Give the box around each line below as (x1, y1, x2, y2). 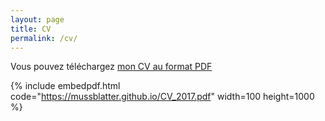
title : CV (10, 24, 52, 34)
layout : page (10, 14, 65, 25)
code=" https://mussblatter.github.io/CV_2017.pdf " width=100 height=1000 (10, 91, 315, 103)
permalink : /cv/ (10, 33, 78, 43)
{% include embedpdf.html (10, 80, 121, 92)
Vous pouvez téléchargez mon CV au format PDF (10, 61, 213, 73)
